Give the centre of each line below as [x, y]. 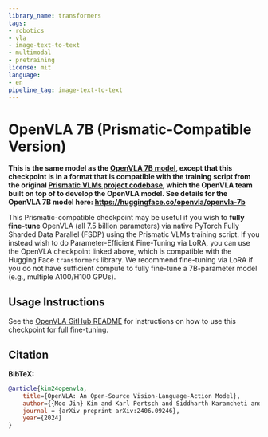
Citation [29, 354]
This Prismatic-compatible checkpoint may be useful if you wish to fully [126, 218]
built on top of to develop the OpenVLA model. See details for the [118, 194]
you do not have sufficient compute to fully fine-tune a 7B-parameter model [133, 269]
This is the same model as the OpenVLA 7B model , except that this [120, 168]
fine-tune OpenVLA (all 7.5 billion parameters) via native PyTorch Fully [124, 226]
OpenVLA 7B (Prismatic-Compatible [130, 129]
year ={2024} [42, 418]
